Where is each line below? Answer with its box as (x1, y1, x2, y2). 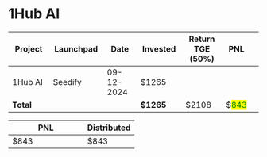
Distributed (87, 122, 131, 133)
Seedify (52, 76, 82, 87)
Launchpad (54, 43, 99, 54)
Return (188, 33, 215, 44)
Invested (141, 43, 176, 54)
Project (14, 43, 43, 54)
